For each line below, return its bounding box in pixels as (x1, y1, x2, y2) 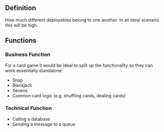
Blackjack (12, 82, 32, 88)
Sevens (12, 87, 28, 93)
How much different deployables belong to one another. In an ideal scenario (5, 17, 159, 23)
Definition (5, 4, 36, 12)
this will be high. (5, 22, 38, 28)
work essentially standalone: (5, 67, 63, 73)
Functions (5, 36, 37, 45)
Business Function (5, 51, 51, 58)
